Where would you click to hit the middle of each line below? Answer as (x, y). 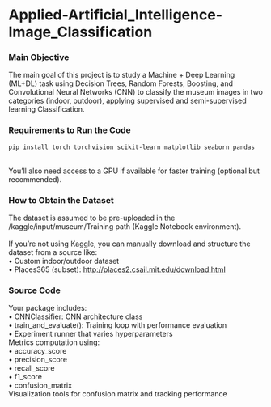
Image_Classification (80, 32)
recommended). (35, 179)
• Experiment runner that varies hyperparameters (91, 334)
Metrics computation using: (54, 342)
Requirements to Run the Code (70, 130)
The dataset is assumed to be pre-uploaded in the (92, 218)
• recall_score (32, 368)
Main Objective (39, 57)
